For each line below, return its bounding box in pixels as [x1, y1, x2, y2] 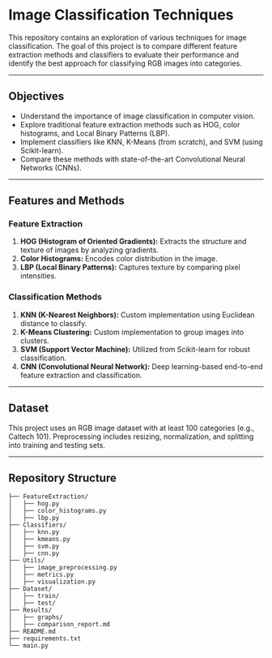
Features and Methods [8, 194, 125, 208]
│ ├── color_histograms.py [8, 507, 107, 515]
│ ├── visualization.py [8, 578, 96, 586]
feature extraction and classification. [19, 370, 143, 380]
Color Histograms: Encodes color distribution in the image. [19, 254, 219, 264]
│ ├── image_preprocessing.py [8, 564, 117, 572]
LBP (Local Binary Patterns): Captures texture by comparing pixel [19, 262, 240, 273]
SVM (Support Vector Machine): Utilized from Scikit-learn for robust [19, 344, 251, 354]
